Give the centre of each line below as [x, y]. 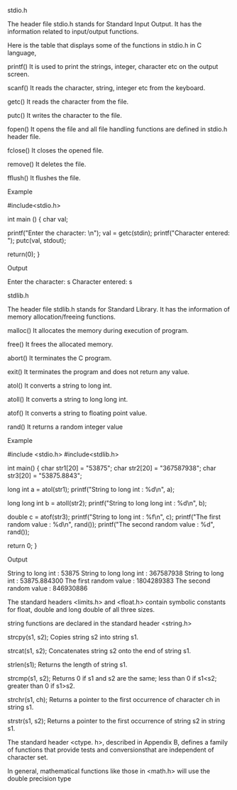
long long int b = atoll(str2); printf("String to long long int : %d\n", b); [107, 503]
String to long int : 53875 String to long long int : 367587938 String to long [116, 573]
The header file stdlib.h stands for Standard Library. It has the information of [119, 309]
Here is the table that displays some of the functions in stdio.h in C [105, 45]
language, [22, 53]
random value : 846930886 [48, 588]
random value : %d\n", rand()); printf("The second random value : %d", [111, 524]
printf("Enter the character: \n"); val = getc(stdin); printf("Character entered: [119, 233]
